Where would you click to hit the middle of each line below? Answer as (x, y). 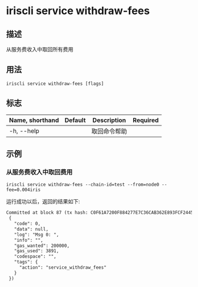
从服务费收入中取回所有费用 (40, 49)
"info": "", (29, 240)
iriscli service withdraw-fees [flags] (55, 84)
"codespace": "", (35, 257)
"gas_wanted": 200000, (42, 246)
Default (75, 120)
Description (109, 120)
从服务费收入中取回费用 (39, 172)
